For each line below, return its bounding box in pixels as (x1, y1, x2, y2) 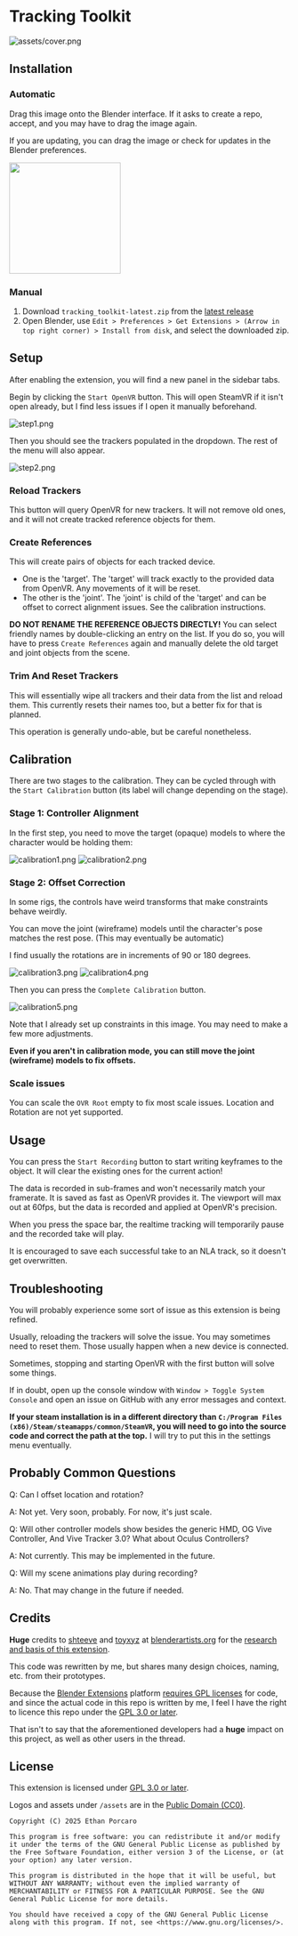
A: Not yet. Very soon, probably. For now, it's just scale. (9, 1506, 213, 1517)
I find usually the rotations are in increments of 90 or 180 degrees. (9, 950, 252, 961)
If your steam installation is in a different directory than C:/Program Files (9, 1411, 283, 1422)
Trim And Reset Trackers (9, 670, 118, 682)
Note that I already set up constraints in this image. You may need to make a (9, 1019, 288, 1029)
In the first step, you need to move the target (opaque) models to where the (9, 827, 286, 838)
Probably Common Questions (9, 1465, 176, 1480)
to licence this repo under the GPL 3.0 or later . (9, 1706, 179, 1717)
